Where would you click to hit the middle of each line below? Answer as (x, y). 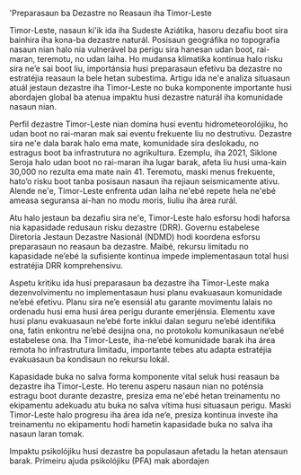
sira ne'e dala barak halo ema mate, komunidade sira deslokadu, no (134, 143)
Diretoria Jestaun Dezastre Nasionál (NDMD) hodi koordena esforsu (135, 237)
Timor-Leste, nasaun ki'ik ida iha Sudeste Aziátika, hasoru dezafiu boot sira (149, 30)
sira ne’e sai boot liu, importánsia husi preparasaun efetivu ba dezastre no (146, 68)
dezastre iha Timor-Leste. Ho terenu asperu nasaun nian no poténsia (137, 386)
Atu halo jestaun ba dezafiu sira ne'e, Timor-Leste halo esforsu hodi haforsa (150, 218)
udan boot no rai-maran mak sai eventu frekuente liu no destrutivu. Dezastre (150, 133)
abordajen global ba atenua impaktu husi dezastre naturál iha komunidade (146, 97)
